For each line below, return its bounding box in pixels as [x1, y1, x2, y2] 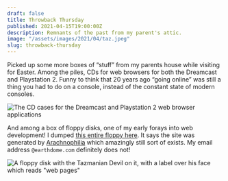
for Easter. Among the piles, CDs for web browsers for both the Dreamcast [7, 68, 217, 76]
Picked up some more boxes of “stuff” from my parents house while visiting [7, 61, 220, 69]
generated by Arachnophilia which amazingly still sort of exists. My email [7, 138, 213, 146]
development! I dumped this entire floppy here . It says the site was [7, 131, 195, 139]
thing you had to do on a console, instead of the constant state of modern [7, 83, 216, 90]
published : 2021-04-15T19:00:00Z [7, 23, 103, 29]
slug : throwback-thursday [7, 42, 81, 49]
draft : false [7, 10, 45, 17]
